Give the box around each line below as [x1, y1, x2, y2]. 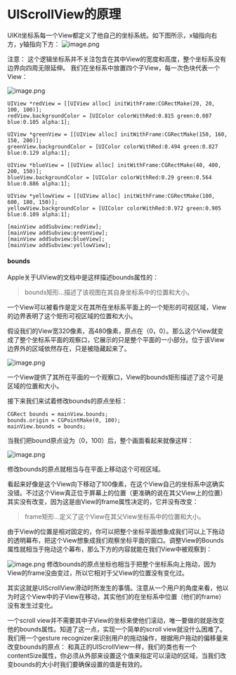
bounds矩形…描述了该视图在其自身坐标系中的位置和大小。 [24, 288, 194, 296]
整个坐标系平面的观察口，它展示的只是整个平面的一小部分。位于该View [19, 336, 225, 344]
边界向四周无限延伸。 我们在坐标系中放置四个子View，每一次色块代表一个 [7, 63, 221, 72]
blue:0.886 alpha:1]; [7, 180, 71, 187]
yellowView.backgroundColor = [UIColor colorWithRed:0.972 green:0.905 [7, 205, 221, 212]
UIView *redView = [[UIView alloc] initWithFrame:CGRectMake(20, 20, [7, 100, 216, 107]
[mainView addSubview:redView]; [7, 223, 102, 230]
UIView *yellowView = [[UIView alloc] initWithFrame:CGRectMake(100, [7, 192, 216, 199]
